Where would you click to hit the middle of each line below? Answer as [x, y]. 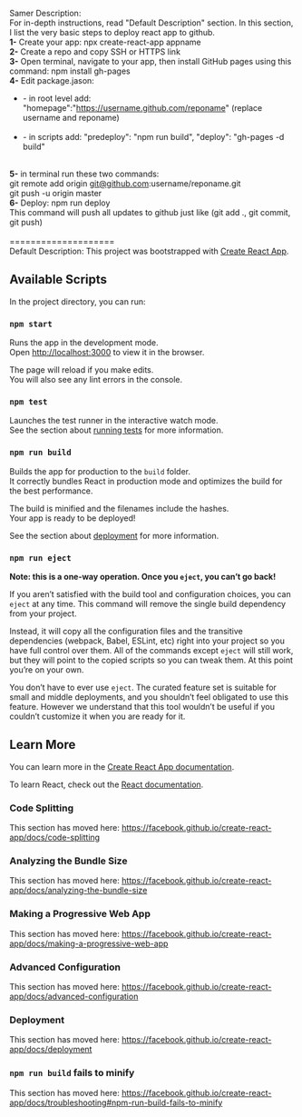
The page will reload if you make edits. [82, 370]
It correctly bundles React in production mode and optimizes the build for [146, 481]
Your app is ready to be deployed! [73, 518]
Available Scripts [58, 279]
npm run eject [40, 558]
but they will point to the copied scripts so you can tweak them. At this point [151, 660]
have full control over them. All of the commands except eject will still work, [151, 650]
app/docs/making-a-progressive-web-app [89, 943]
